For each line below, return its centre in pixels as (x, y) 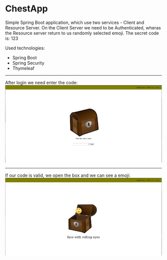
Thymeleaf (23, 68)
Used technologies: (25, 48)
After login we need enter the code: (42, 82)
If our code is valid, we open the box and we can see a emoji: (68, 175)
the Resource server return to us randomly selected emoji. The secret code (82, 33)
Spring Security (28, 63)
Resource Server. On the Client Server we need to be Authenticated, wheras (83, 27)
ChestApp (27, 9)
